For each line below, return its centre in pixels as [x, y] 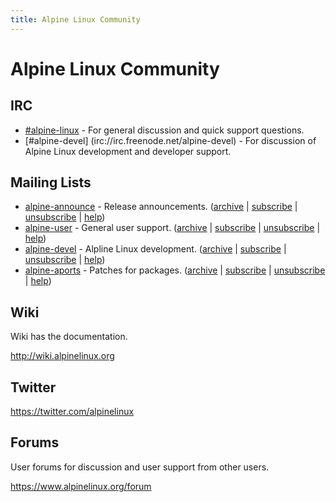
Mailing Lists [51, 182]
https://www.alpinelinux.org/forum [81, 486]
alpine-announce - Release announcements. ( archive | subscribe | [161, 207]
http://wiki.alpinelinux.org [62, 356]
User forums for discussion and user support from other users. [140, 467]
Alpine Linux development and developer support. [128, 151]
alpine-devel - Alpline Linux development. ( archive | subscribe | [155, 249]
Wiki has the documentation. [69, 337]
